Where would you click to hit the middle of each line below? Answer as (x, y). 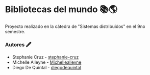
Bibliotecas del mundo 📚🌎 (61, 10)
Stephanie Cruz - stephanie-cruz (45, 57)
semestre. (15, 31)
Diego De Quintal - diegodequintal (47, 68)
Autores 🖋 (18, 45)
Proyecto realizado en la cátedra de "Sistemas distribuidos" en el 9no (75, 26)
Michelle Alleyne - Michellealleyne (47, 62)
